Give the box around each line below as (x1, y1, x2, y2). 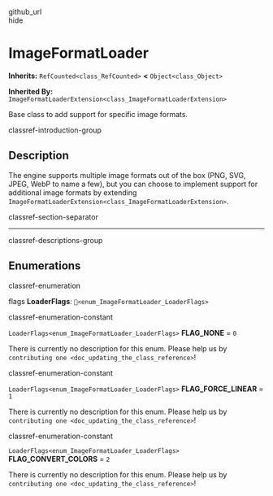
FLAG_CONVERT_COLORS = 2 (8, 454, 110, 463)
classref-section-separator (8, 211, 99, 222)
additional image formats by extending (8, 187, 137, 198)
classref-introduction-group (8, 125, 102, 135)
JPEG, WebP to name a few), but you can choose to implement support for (8, 179, 258, 189)
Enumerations (8, 259, 81, 273)
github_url (8, 7, 42, 16)
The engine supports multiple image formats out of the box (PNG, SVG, (8, 170, 246, 180)
